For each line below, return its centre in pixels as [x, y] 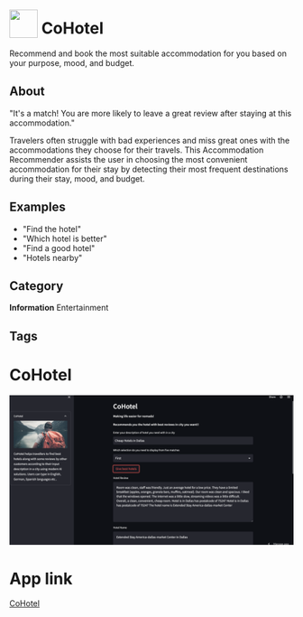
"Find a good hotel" [59, 248]
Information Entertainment [59, 308]
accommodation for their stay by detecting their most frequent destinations [149, 169]
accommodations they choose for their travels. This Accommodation [137, 150]
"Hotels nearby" [52, 257]
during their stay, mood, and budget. [78, 178]
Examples [37, 207]
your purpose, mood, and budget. [72, 62]
